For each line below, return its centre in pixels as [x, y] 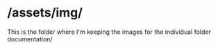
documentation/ [30, 39]
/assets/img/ [45, 13]
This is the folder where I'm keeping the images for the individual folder [109, 32]
